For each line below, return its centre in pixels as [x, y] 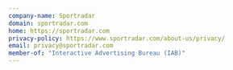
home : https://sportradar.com [59, 31]
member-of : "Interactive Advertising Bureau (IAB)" [97, 53]
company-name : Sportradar [52, 16]
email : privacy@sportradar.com [61, 46]
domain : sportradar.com [48, 23]
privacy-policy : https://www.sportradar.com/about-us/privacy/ [117, 38]
